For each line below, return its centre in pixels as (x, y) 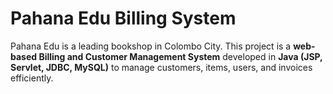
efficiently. (32, 78)
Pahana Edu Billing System (123, 18)
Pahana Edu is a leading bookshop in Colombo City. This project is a (151, 46)
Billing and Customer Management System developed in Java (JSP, (180, 56)
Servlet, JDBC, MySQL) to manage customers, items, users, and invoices (161, 67)
